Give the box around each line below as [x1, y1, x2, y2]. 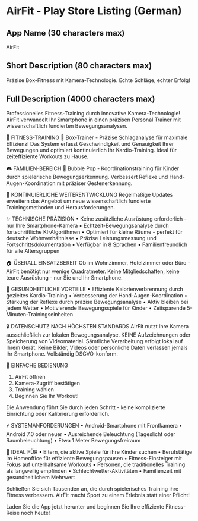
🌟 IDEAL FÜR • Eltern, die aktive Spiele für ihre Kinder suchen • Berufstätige [6, 448, 193, 456]
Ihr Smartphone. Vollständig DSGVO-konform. [6, 350, 119, 357]
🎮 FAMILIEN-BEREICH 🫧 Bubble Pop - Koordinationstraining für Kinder [6, 165, 180, 172]
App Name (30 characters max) [6, 28, 125, 38]
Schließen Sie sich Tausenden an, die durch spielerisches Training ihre [6, 485, 179, 492]
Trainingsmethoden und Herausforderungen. [6, 203, 116, 211]
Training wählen [14, 385, 55, 393]
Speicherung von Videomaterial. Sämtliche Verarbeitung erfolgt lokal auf [6, 337, 183, 344]
